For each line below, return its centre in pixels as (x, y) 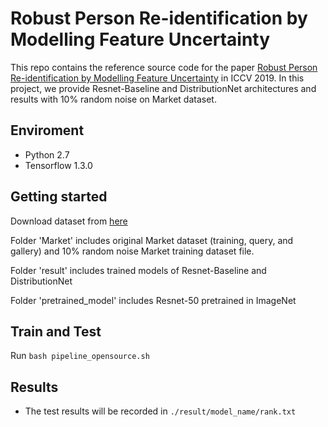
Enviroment (47, 130)
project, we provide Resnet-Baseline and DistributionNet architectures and (163, 88)
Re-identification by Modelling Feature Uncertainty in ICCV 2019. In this (157, 78)
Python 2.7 (47, 154)
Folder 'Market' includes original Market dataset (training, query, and (152, 240)
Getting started (59, 197)
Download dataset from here (69, 221)
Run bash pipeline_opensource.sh (80, 356)
